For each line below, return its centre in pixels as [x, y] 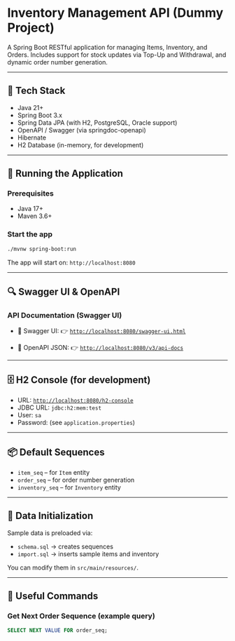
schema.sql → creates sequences [65, 546]
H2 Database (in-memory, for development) [80, 144]
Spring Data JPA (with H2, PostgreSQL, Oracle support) [97, 122]
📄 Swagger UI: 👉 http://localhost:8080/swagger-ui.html [101, 331]
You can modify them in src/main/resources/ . [73, 567]
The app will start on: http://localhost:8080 [71, 262]
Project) [31, 28]
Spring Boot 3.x [40, 115]
